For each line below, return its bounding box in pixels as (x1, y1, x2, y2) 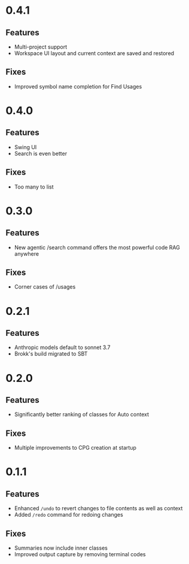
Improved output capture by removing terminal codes (14, 551, 146, 558)
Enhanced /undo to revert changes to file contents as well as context (14, 505, 183, 512)
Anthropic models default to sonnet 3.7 (14, 344, 111, 351)
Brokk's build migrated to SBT (14, 350, 88, 357)
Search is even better (14, 150, 67, 157)
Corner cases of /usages (14, 283, 76, 290)
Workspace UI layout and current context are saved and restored (14, 50, 175, 57)
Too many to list (14, 183, 54, 190)
